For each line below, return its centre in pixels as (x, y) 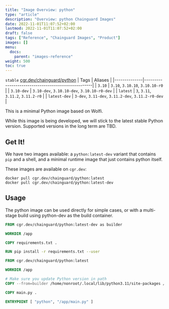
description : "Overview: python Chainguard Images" (60, 19)
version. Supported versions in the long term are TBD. (61, 126)
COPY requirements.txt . (31, 243)
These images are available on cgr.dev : (46, 169)
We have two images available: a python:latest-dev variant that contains (80, 154)
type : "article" (22, 15)
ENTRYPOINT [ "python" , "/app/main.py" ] (49, 301)
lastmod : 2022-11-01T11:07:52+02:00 (44, 29)
